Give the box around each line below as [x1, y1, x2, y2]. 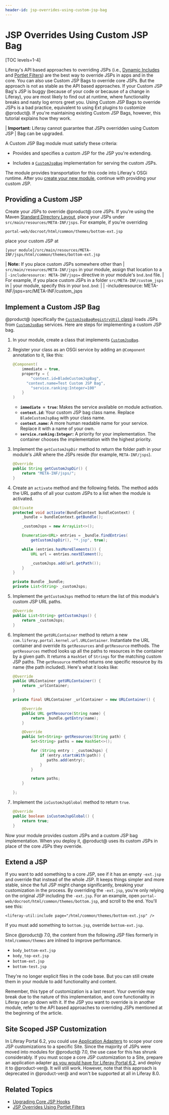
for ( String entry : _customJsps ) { [31, 748, 108, 753]
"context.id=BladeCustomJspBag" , [31, 376, 101, 381]
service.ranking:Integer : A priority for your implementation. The [20, 431, 156, 437]
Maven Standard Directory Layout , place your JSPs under [5, 214, 125, 220]
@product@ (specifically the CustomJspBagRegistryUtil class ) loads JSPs [5, 316, 158, 322]
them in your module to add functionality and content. [5, 979, 117, 985]
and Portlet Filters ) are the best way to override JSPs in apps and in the [5, 72, 154, 78]
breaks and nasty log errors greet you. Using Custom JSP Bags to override [5, 99, 160, 105]
